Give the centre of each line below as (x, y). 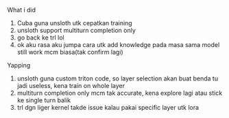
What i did (22, 10)
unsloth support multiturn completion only (76, 30)
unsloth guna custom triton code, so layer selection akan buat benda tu (117, 78)
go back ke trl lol (40, 38)
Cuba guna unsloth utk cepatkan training (74, 23)
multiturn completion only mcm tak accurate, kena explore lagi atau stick (120, 93)
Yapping (19, 65)
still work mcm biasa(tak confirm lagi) (70, 52)
